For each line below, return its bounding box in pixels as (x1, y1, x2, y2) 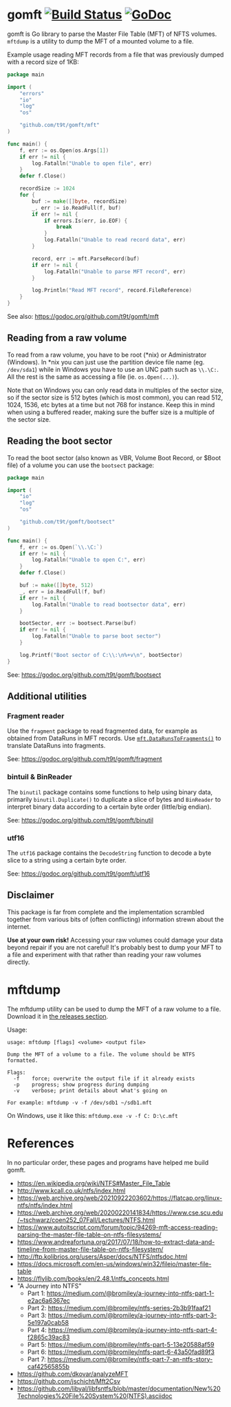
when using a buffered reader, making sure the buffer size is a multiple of (7, 408, 215, 416)
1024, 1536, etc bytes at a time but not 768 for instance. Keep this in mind (7, 400, 215, 409)
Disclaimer (7, 889, 54, 901)
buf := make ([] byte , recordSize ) (32, 197, 128, 205)
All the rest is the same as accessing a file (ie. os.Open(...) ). (7, 373, 179, 381)
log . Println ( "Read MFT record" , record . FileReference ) (32, 287, 192, 294)
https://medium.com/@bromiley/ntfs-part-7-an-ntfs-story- (47, 1355, 213, 1363)
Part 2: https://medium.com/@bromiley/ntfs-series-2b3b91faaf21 (27, 1303, 211, 1312)
